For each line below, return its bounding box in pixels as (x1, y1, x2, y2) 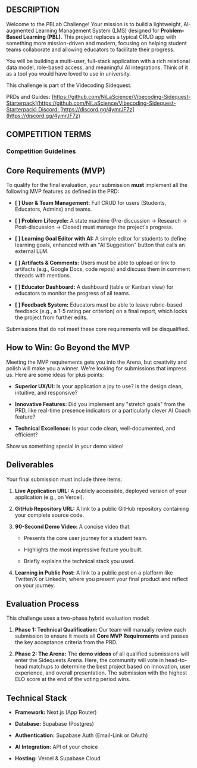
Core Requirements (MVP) (6, 166, 106, 176)
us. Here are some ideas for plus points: (6, 371, 104, 378)
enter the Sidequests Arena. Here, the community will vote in (14, 657, 164, 664)
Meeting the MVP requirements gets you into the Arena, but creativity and (6, 358, 187, 366)
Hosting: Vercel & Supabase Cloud (14, 755, 101, 762)
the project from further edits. (14, 314, 88, 321)
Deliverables (6, 460, 54, 470)
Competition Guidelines (6, 147, 76, 155)
